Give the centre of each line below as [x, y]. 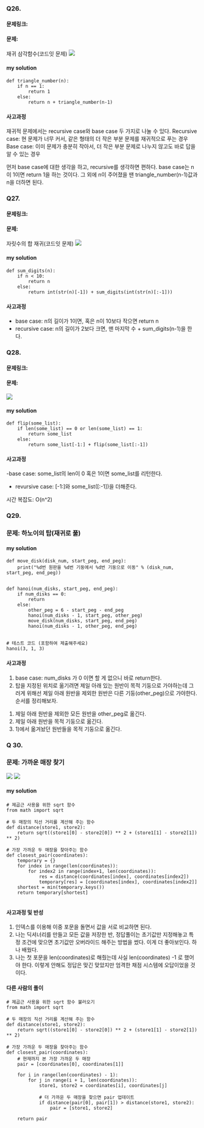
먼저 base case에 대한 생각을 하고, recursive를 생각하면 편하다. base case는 [98, 167]
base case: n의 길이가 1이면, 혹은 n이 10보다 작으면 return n [87, 321]
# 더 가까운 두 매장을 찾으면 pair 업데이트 [86, 1097]
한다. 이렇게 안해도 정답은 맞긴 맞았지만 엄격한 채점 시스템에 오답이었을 [105, 965]
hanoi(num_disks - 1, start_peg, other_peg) [86, 616]
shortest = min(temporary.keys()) [61, 888]
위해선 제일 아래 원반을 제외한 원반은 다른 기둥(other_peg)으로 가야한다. [112, 693]
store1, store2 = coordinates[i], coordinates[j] [103, 1086]
